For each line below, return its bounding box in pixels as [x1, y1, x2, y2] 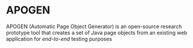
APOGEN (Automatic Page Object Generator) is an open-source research [6, 23, 182, 30]
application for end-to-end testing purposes [6, 35, 112, 42]
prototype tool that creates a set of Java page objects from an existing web [6, 29, 188, 36]
